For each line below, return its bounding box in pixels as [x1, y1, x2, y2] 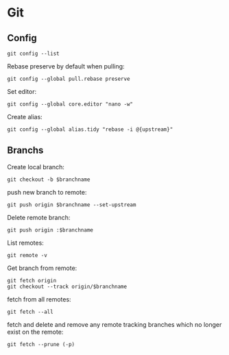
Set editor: [7, 88, 36, 95]
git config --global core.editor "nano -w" [7, 101, 134, 108]
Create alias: [7, 113, 43, 121]
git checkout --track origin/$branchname [7, 283, 128, 290]
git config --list [7, 50, 60, 57]
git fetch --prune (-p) [7, 341, 75, 347]
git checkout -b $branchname [7, 176, 91, 183]
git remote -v [7, 252, 48, 258]
